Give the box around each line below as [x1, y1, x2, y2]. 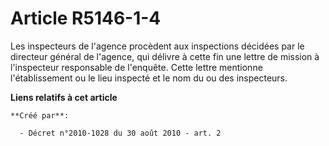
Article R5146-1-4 [10, 7, 162, 30]
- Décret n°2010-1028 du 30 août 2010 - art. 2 [19, 128, 222, 138]
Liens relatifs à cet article [10, 91, 118, 103]
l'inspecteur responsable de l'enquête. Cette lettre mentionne [10, 61, 263, 73]
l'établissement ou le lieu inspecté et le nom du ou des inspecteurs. [10, 72, 288, 84]
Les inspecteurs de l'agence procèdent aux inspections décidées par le [10, 40, 305, 52]
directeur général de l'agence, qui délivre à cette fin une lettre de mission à [10, 50, 320, 62]
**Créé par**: [10, 110, 70, 121]
